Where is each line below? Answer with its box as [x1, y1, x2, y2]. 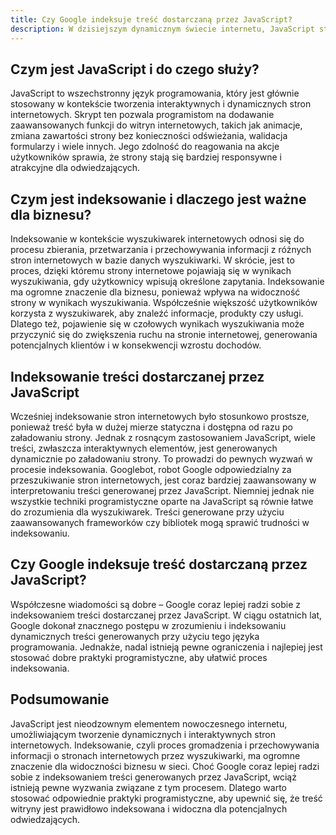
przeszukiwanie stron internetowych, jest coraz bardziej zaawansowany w [10, 474, 317, 486]
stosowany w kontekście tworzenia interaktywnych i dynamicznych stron [10, 98, 312, 110]
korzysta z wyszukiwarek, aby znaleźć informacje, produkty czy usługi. [10, 307, 304, 320]
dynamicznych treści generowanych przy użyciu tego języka [10, 630, 260, 642]
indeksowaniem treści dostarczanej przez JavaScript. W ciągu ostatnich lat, [10, 609, 323, 621]
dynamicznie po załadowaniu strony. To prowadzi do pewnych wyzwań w [10, 452, 313, 465]
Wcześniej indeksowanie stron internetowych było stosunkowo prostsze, [10, 410, 310, 422]
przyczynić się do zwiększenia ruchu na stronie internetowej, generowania [10, 329, 318, 341]
